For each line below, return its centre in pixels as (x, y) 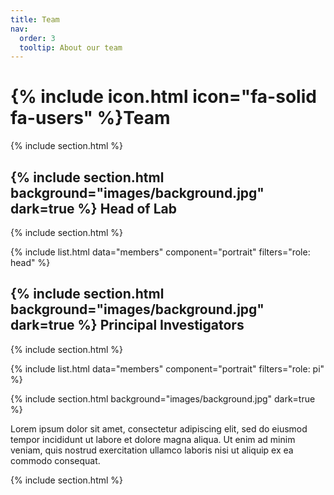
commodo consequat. (55, 460)
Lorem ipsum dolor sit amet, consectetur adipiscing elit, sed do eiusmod (159, 428)
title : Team (35, 19)
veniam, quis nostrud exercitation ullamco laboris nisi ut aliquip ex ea (152, 450)
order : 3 (37, 38)
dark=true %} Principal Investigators (127, 325)
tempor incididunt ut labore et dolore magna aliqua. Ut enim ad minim (153, 439)
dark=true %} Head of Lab (94, 208)
